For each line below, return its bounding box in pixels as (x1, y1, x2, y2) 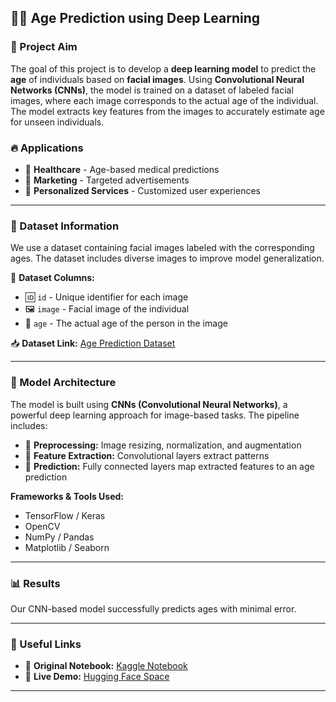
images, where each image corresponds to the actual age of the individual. (10, 94, 319, 106)
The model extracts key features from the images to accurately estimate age (10, 105, 325, 117)
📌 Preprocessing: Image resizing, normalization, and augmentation (24, 439, 302, 451)
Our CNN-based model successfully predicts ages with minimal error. (10, 602, 297, 615)
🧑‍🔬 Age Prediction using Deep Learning (10, 10, 261, 27)
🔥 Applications (10, 141, 84, 155)
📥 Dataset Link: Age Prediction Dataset (10, 337, 176, 350)
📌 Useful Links (10, 637, 82, 651)
